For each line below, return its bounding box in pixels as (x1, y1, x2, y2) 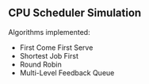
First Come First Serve (19, 43, 94, 52)
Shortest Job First (19, 51, 79, 60)
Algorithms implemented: (8, 27, 90, 36)
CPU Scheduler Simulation (8, 6, 142, 20)
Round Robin (19, 59, 62, 69)
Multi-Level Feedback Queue (19, 67, 115, 78)
